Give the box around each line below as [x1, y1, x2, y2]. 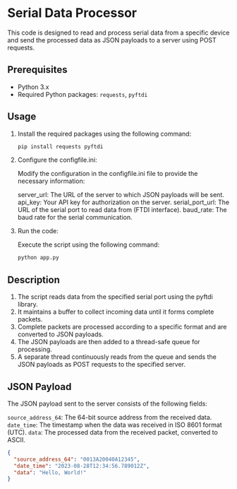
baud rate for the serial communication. [17, 213, 133, 222]
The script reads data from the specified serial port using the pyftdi [17, 293, 213, 301]
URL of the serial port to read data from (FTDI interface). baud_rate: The [17, 206, 227, 214]
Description [7, 273, 60, 285]
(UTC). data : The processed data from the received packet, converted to [7, 428, 219, 436]
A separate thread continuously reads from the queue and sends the [17, 353, 217, 361]
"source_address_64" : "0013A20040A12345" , [13, 456, 140, 463]
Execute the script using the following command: [17, 240, 160, 249]
